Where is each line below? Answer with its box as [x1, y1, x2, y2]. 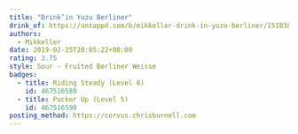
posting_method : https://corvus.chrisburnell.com [9, 111, 197, 120]
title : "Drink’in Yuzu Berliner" [9, 12, 133, 22]
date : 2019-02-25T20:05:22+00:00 [9, 46, 133, 55]
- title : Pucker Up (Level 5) [17, 94, 129, 104]
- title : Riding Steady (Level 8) [17, 78, 145, 87]
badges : [9, 71, 38, 79]
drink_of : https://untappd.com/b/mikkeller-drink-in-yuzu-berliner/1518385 [9, 21, 295, 30]
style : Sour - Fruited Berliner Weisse [9, 63, 157, 71]
